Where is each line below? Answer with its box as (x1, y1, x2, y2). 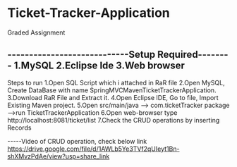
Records (7, 123, 32, 132)
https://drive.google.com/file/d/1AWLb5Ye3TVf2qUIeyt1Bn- (7, 144, 180, 153)
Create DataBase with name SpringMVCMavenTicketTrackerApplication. (7, 86, 217, 94)
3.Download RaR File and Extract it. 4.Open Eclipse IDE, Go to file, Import (7, 93, 219, 101)
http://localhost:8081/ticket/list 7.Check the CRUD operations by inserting (7, 116, 220, 124)
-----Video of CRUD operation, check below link (7, 137, 147, 145)
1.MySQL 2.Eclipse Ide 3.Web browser (13, 60, 186, 72)
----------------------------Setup (7, 49, 156, 61)
